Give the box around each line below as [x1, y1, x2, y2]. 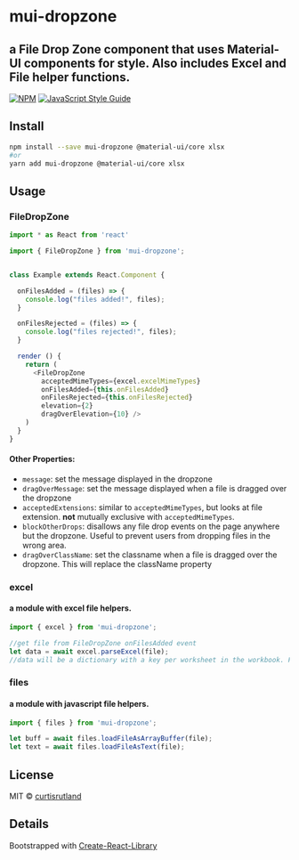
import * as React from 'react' [9, 231, 129, 239]
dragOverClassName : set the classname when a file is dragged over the [21, 549, 278, 560]
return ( [25, 360, 58, 369]
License [9, 767, 54, 783]
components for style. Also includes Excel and [23, 55, 287, 70]
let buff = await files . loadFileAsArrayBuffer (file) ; [9, 734, 214, 743]
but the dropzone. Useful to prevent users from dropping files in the [21, 530, 271, 540]
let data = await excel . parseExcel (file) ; [9, 647, 169, 656]
